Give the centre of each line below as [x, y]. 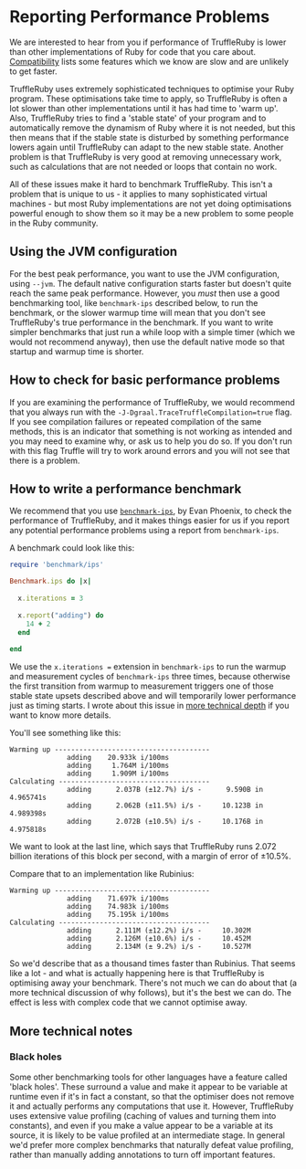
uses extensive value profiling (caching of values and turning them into [143, 1115]
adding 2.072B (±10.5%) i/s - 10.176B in [165, 822]
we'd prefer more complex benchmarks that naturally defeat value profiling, [152, 1144]
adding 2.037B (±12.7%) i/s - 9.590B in [165, 790]
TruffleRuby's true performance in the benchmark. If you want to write [142, 322]
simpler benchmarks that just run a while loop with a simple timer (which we [152, 332]
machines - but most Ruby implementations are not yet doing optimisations [151, 204]
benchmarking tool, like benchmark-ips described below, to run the [134, 302]
